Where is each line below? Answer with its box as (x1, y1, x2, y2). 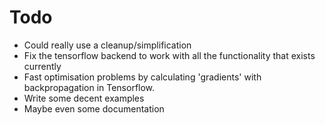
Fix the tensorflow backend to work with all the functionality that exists (23, 49, 316, 61)
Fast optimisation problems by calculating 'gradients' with (23, 71, 262, 83)
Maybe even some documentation (23, 102, 165, 115)
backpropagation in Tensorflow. (23, 81, 156, 93)
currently (23, 60, 62, 72)
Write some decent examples (23, 92, 145, 104)
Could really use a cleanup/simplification (23, 39, 192, 51)
